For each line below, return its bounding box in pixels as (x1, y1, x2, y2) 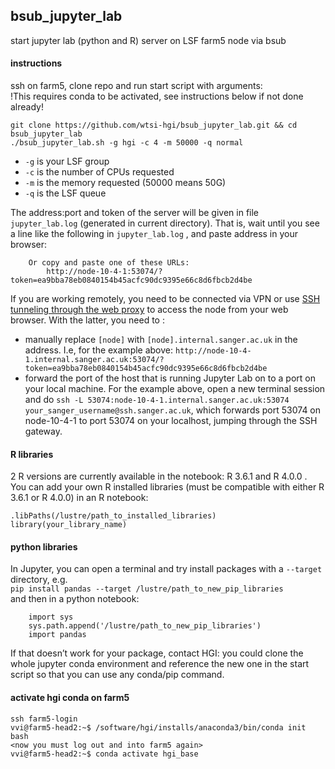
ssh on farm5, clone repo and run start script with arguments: (10, 80, 263, 92)
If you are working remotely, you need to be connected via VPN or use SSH (10, 293, 321, 305)
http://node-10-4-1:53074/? (46, 267, 163, 277)
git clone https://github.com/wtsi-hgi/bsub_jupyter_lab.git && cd (10, 120, 298, 131)
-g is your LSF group (24, 155, 110, 168)
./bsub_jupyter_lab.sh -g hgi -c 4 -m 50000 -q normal (10, 138, 244, 148)
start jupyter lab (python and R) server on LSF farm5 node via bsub (10, 34, 287, 46)
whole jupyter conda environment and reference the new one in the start (10, 658, 310, 670)
